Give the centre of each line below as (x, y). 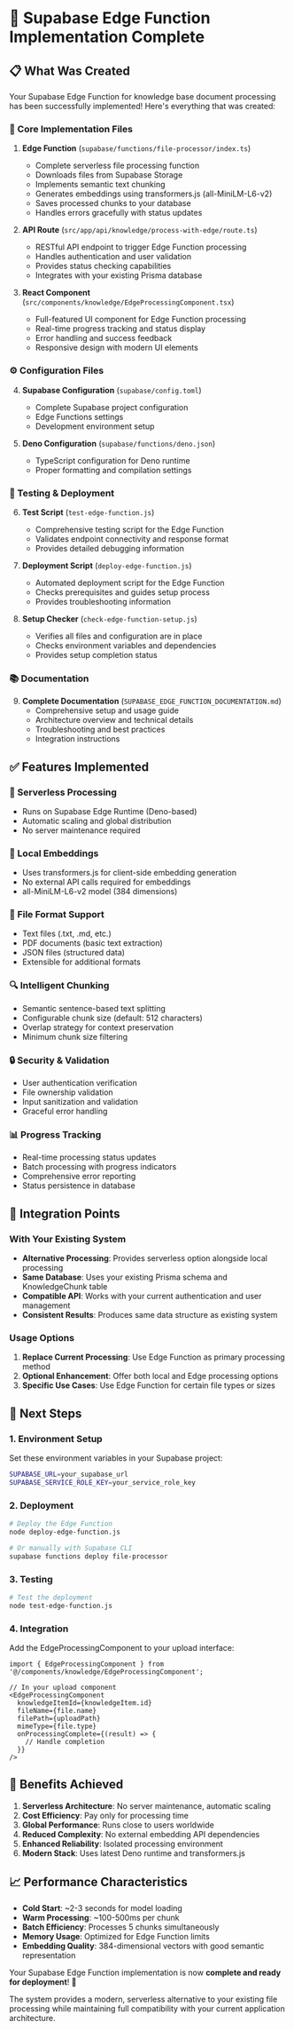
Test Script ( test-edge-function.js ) (88, 512)
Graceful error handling (65, 1111)
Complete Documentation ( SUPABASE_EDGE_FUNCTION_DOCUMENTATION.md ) (151, 702)
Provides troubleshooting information (103, 601)
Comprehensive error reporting (79, 1177)
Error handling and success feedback (104, 338)
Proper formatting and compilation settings (113, 470)
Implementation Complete (107, 37)
